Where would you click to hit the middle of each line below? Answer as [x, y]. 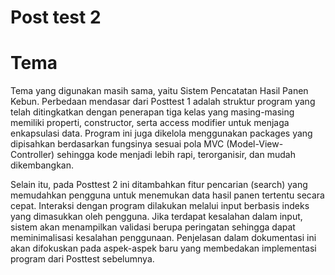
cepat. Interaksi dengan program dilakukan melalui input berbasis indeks [160, 206]
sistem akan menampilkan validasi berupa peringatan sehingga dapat [153, 227]
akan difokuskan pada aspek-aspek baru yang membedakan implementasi [163, 248]
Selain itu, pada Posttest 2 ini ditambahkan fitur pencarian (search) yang [159, 185]
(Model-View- [255, 144]
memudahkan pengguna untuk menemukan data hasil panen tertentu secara [167, 195]
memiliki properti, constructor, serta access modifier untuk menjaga [150, 123]
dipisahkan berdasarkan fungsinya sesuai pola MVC [117, 144]
